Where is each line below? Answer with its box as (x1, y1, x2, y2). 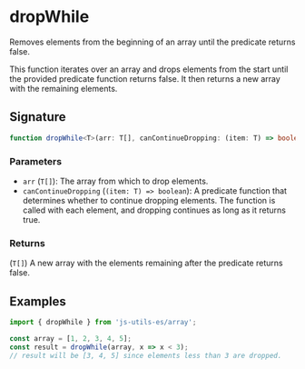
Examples (9, 294, 66, 309)
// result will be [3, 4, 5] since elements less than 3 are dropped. (9, 351, 282, 360)
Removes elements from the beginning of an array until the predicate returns (9, 36, 296, 47)
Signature (9, 109, 66, 125)
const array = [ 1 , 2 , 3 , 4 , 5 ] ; (9, 334, 132, 343)
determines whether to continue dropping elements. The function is (22, 194, 276, 205)
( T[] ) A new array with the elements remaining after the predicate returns (9, 257, 283, 269)
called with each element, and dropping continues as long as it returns (22, 204, 286, 215)
